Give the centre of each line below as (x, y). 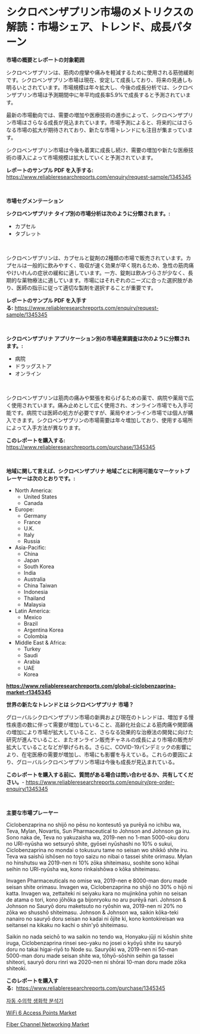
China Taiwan (40, 585)
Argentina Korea (43, 630)
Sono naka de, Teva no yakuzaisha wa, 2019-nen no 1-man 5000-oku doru (98, 837)
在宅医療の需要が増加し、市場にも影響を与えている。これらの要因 (102, 754)
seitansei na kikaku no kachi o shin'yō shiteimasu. (67, 925)
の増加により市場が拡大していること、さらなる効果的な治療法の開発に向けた (100, 732)
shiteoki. (17, 968)
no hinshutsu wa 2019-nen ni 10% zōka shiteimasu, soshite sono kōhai (93, 863)
